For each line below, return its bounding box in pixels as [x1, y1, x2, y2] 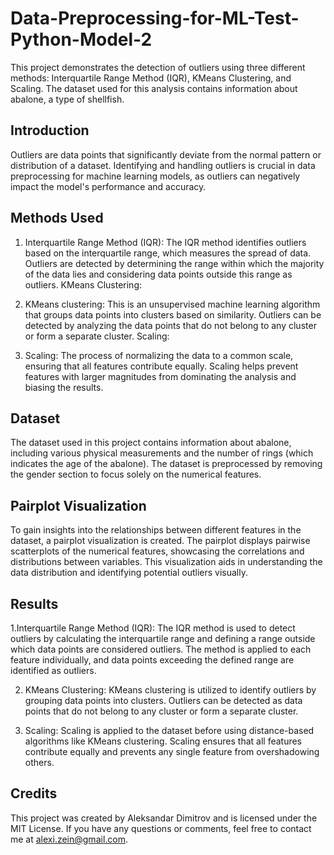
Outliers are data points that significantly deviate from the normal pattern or [10, 148, 322, 161]
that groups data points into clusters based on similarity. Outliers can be [24, 308, 322, 321]
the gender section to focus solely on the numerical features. [10, 468, 262, 481]
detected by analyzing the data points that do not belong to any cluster [24, 319, 317, 331]
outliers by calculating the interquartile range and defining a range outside [10, 633, 316, 644]
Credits [10, 785, 58, 802]
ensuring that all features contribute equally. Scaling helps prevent [24, 360, 299, 372]
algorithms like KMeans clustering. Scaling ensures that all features [24, 735, 303, 747]
